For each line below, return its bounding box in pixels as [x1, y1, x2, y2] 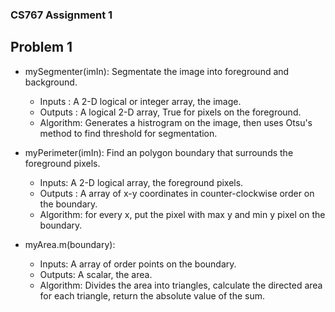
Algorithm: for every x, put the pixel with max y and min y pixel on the [39, 208, 326, 220]
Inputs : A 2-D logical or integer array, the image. [39, 95, 242, 107]
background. [24, 76, 78, 88]
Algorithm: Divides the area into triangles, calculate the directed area [39, 279, 323, 291]
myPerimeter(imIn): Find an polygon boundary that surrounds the [24, 146, 294, 158]
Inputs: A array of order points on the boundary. [39, 258, 237, 270]
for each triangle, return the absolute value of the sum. [39, 289, 265, 302]
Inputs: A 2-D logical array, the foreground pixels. [39, 176, 244, 188]
